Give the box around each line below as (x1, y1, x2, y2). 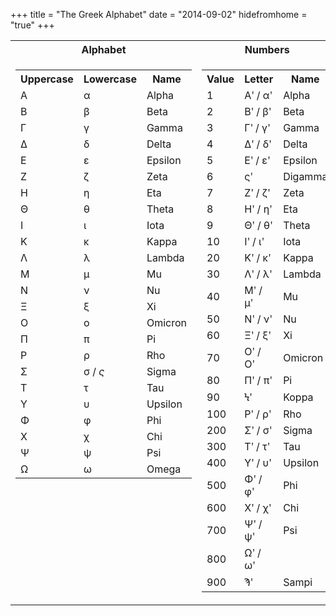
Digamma (283, 170, 328, 183)
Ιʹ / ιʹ (244, 235, 265, 248)
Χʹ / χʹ (244, 501, 272, 514)
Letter (244, 72, 274, 86)
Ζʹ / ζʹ (244, 186, 271, 199)
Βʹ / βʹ (244, 105, 272, 118)
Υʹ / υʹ (244, 456, 272, 469)
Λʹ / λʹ (244, 267, 273, 281)
